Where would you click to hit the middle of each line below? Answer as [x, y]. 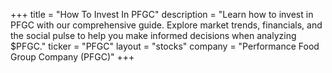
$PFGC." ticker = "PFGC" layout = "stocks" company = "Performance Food [165, 46]
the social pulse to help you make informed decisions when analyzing [153, 35]
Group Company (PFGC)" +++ [72, 57]
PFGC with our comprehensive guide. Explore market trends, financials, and [166, 25]
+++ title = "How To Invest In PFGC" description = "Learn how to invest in [162, 14]
